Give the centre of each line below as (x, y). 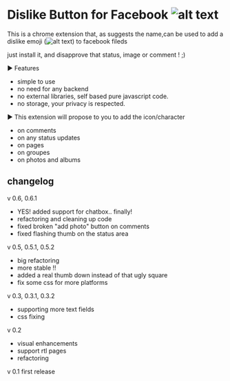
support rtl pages (42, 351)
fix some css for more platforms (62, 282)
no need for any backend (53, 89)
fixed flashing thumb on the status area (73, 233)
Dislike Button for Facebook (88, 15)
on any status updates (49, 138)
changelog (31, 182)
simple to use (36, 81)
